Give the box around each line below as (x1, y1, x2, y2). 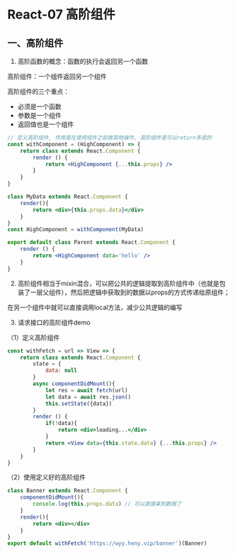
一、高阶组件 (7, 37, 64, 49)
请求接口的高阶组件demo (17, 318, 91, 326)
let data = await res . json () (45, 393, 132, 401)
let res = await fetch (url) (45, 387, 129, 394)
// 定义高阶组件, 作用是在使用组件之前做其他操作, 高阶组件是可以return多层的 (7, 134, 212, 141)
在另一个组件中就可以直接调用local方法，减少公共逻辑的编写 (7, 303, 183, 311)
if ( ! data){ (45, 420, 78, 427)
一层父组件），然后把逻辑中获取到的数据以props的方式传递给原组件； (30, 288, 230, 297)
